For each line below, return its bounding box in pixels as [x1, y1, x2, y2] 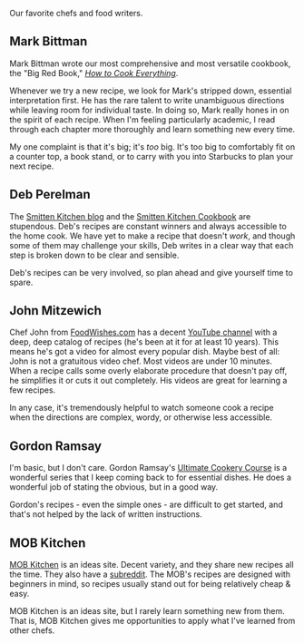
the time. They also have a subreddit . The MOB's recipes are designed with [9, 569, 291, 580]
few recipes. [9, 385, 56, 395]
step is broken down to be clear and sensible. [9, 249, 180, 260]
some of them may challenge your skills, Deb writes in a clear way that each [9, 239, 294, 250]
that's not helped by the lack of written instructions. [9, 509, 202, 520]
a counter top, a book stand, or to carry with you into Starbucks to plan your [9, 151, 294, 161]
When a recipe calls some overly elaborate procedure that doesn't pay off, [9, 365, 288, 376]
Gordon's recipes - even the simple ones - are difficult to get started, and [9, 499, 283, 511]
